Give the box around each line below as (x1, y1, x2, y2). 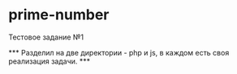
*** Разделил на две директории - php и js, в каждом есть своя (8, 47, 230, 57)
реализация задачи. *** (8, 56, 91, 66)
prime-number (8, 6, 110, 24)
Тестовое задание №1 (8, 32, 84, 42)
